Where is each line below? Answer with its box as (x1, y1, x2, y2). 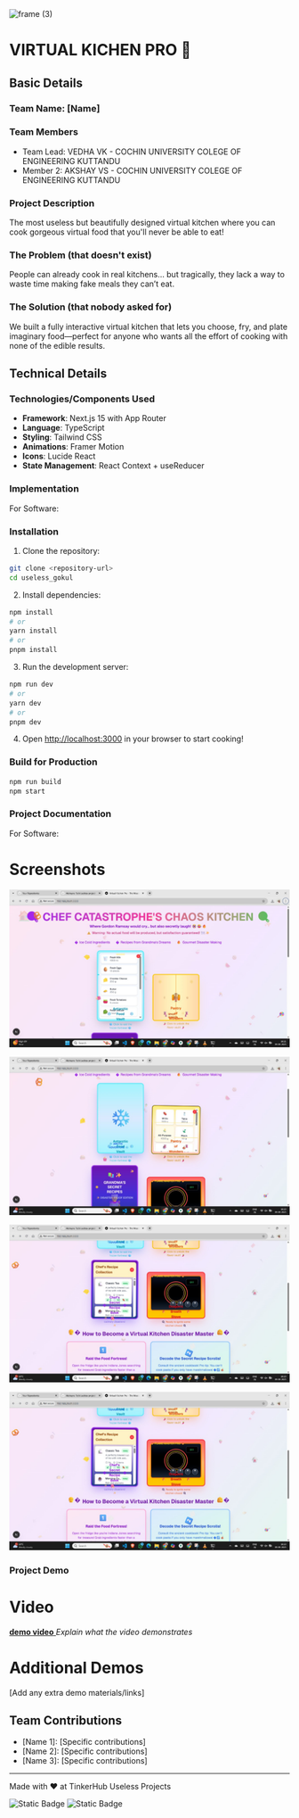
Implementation (9, 483, 80, 495)
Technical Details (9, 366, 108, 382)
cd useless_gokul (9, 573, 74, 583)
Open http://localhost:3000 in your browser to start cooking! (21, 733, 244, 744)
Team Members (9, 126, 78, 138)
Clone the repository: (21, 545, 101, 556)
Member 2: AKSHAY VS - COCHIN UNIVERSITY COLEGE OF (21, 165, 243, 176)
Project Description (9, 196, 95, 209)
